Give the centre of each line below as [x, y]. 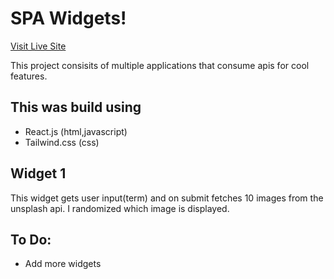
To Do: [31, 239]
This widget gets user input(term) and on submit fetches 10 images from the [167, 198]
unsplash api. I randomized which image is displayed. [120, 208]
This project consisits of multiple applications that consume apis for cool [160, 65]
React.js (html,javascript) [76, 131]
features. [29, 76]
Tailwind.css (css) [62, 142]
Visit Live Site [38, 46]
